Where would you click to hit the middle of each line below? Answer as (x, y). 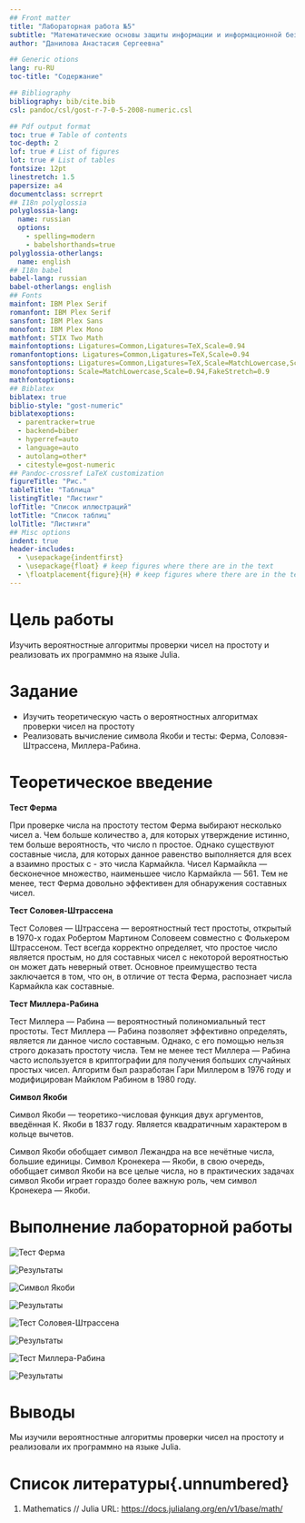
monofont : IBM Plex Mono (56, 329)
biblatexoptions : (42, 414)
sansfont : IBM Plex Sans (56, 321)
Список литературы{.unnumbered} (149, 1483)
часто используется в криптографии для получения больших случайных (150, 1060)
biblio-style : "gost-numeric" (67, 406)
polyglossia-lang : (44, 211)
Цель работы (62, 619)
